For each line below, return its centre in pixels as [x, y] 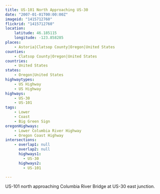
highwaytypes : [20, 79]
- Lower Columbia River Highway [48, 130]
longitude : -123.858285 [39, 38]
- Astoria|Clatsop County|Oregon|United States [64, 47]
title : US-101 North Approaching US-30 [47, 10]
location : [15, 28]
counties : [15, 51]
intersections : [21, 140]
